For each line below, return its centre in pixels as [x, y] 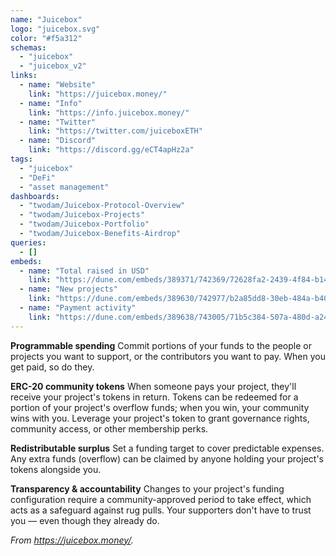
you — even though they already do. [85, 520]
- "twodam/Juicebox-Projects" [82, 215]
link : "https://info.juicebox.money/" [109, 112]
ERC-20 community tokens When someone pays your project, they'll [153, 386]
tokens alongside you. [56, 469]
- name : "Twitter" [58, 122]
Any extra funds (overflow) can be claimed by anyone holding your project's [167, 458]
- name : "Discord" [58, 141]
